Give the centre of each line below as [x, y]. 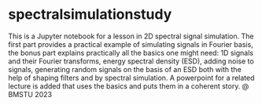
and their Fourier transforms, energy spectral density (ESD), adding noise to [131, 61]
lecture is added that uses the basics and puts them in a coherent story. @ [129, 86]
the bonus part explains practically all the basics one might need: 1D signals [131, 52]
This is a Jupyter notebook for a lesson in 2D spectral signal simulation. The [131, 36]
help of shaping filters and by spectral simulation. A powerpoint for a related [131, 78]
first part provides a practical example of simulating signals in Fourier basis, [131, 44]
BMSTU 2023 [30, 94]
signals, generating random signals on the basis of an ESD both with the [125, 69]
